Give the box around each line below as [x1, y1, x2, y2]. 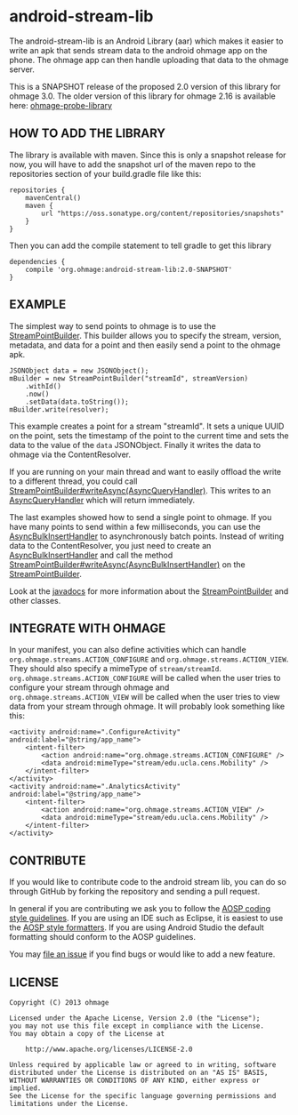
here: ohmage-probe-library [9, 100, 113, 110]
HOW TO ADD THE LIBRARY [9, 126, 166, 141]
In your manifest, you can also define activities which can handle [9, 645, 246, 655]
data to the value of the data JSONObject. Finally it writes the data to [9, 439, 261, 450]
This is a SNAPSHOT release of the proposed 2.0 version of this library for [9, 81, 281, 92]
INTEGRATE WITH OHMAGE [9, 621, 166, 636]
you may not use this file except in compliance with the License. [9, 1022, 265, 1031]
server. [9, 64, 36, 75]
